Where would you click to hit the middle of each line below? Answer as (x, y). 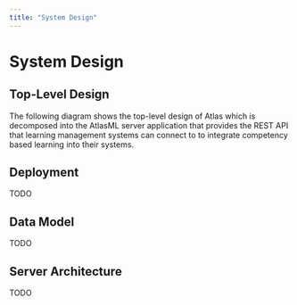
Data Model (42, 222)
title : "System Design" (54, 17)
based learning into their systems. (72, 144)
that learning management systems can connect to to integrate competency (148, 135)
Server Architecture (66, 272)
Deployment (44, 173)
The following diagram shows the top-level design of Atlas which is (132, 116)
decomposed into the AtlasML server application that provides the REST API (149, 125)
